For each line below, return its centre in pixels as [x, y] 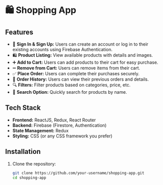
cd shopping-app [29, 177]
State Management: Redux [40, 130]
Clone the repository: [34, 163]
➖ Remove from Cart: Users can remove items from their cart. [76, 68]
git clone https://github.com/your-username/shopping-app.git [78, 173]
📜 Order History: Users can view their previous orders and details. [81, 79]
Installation [23, 152]
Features [19, 32]
